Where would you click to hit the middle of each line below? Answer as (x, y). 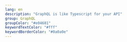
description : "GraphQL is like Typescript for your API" (64, 14)
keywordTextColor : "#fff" (31, 28)
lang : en (14, 9)
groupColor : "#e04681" (28, 23)
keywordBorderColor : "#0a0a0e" (37, 32)
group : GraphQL (20, 18)
